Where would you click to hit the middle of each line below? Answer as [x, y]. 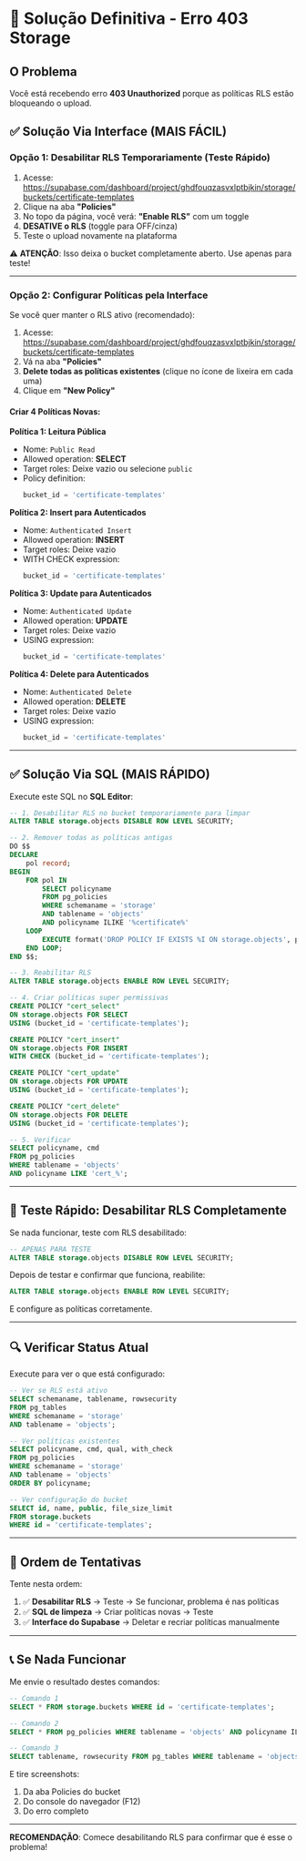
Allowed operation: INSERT [73, 540]
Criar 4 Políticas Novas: [55, 411]
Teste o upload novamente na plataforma [100, 235]
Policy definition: [54, 478]
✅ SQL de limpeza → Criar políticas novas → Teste [118, 1612]
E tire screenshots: [45, 1774]
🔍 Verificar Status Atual [79, 1347]
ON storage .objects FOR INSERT [69, 1048]
